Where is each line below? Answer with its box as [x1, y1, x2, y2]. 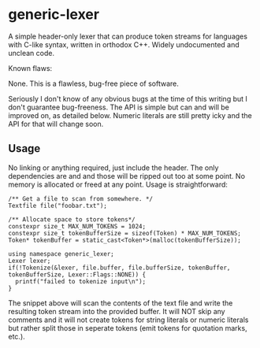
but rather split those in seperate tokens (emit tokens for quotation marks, [8, 323, 247, 332]
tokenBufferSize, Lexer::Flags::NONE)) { [8, 270, 147, 279]
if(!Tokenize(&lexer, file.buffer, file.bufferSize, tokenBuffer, [8, 264, 231, 272]
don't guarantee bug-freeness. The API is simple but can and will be [8, 102, 230, 112]
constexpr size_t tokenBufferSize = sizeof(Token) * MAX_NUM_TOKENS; [8, 229, 242, 237]
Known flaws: [8, 63, 53, 72]
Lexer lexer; [8, 257, 51, 265]
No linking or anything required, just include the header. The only [8, 163, 219, 172]
